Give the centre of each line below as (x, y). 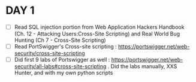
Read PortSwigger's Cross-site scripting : (66, 46)
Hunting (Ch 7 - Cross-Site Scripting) (60, 40)
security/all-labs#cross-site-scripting (60, 66)
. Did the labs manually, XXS (142, 66)
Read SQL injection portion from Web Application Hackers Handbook (99, 27)
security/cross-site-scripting (49, 53)
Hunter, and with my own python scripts (64, 73)
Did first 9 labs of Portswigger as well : (62, 60)
